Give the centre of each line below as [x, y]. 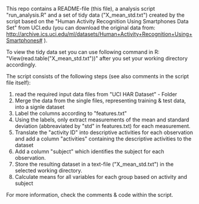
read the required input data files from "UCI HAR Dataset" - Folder [96, 94]
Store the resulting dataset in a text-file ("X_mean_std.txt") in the [94, 164]
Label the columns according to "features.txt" [71, 113]
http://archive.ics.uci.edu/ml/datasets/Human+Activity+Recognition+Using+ [99, 34]
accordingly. [21, 65]
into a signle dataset [40, 107]
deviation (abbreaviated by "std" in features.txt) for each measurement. [102, 126]
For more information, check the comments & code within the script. [90, 195]
